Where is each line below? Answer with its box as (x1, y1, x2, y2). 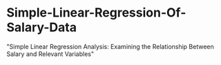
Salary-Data (6, 19, 77, 35)
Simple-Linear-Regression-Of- (6, 5, 186, 21)
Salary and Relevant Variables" (6, 50, 95, 58)
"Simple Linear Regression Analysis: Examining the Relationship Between (6, 42, 215, 50)
